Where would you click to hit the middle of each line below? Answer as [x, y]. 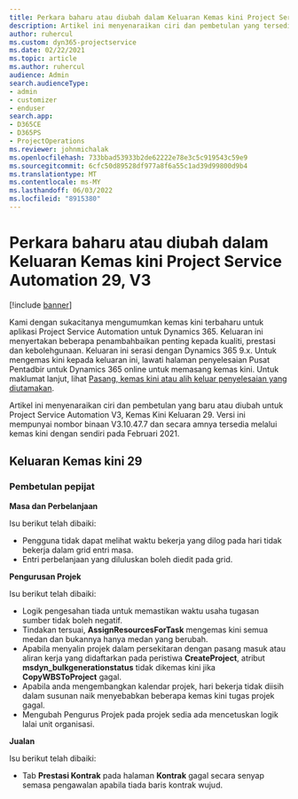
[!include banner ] [41, 305]
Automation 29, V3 [80, 281]
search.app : [31, 116]
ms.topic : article [43, 59]
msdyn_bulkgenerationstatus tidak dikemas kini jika [118, 667]
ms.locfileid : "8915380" [55, 199]
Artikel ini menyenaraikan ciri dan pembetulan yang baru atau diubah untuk [146, 405]
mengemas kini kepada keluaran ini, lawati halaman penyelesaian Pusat [140, 359]
